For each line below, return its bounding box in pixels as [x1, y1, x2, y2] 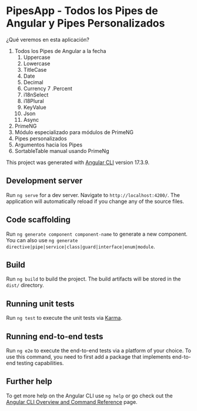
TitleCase [23, 66, 47, 73]
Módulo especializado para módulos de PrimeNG [14, 128, 134, 136]
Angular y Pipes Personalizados [6, 16, 165, 30]
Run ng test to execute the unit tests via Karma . [6, 315, 122, 322]
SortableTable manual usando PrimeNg [14, 147, 110, 154]
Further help [6, 376, 53, 386]
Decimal [23, 78, 44, 86]
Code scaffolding [6, 215, 71, 225]
